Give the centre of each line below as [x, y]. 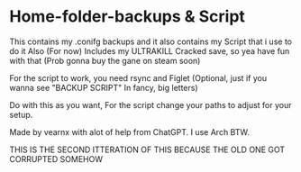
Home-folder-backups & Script [128, 17]
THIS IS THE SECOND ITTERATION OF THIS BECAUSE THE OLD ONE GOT [147, 149]
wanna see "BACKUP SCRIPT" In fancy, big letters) [104, 87]
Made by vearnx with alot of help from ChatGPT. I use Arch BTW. [129, 131]
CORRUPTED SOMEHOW [56, 158]
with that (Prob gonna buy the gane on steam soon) [105, 60]
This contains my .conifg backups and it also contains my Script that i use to [151, 41]
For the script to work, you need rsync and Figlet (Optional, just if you [138, 77]
